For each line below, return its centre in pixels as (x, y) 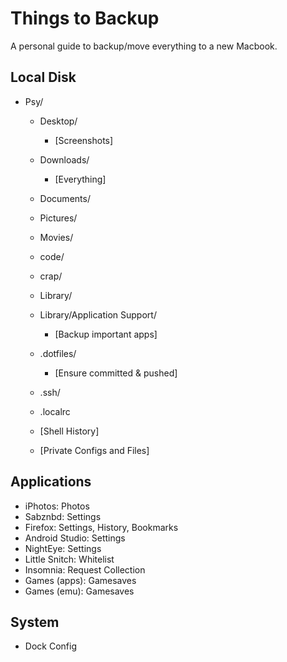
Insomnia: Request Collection (85, 569)
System (35, 622)
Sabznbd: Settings (63, 516)
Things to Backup (85, 18)
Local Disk (43, 77)
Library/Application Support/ (98, 314)
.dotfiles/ (58, 353)
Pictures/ (58, 218)
